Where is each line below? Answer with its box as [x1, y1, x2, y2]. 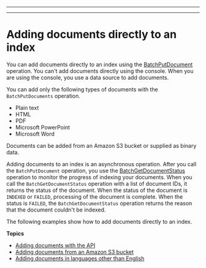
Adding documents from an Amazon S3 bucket [15, 248, 134, 255]
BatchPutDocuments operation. [6, 92, 81, 99]
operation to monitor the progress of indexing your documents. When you [6, 173, 193, 181]
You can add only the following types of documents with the [6, 85, 158, 93]
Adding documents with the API [15, 242, 96, 249]
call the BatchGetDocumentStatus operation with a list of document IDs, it [6, 180, 188, 187]
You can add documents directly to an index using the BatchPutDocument [6, 61, 193, 68]
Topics [6, 229, 25, 237]
